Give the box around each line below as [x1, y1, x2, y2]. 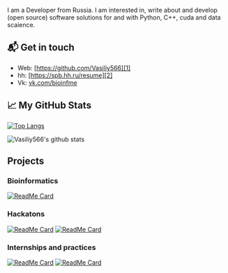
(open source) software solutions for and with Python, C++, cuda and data [7, 13, 221, 22]
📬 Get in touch [7, 42, 75, 54]
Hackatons [7, 209, 45, 219]
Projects [7, 155, 45, 167]
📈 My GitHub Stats [7, 100, 92, 111]
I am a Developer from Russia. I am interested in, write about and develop [7, 6, 218, 14]
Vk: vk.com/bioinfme [17, 78, 78, 86]
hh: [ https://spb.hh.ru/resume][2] [17, 71, 113, 79]
